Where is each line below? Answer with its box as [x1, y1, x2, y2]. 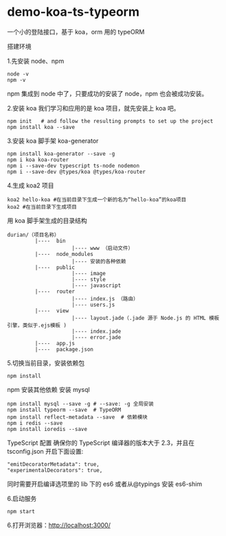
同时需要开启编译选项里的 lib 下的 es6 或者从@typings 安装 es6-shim [7, 480, 203, 488]
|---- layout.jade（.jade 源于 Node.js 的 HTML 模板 [71, 314, 220, 321]
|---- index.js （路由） [71, 295, 139, 302]
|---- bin [34, 237, 67, 244]
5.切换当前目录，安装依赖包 [7, 358, 84, 367]
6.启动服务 [7, 494, 37, 502]
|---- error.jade [71, 334, 122, 340]
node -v [7, 70, 30, 78]
